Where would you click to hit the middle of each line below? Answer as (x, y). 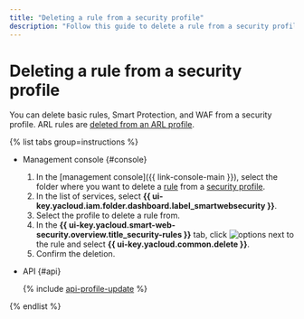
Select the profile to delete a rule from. (108, 216)
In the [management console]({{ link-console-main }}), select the (157, 177)
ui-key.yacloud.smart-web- (122, 225)
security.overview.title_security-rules (109, 235)
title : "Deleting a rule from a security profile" (107, 18)
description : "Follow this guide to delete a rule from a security (139, 26)
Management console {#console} (85, 160)
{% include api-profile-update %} (85, 289)
